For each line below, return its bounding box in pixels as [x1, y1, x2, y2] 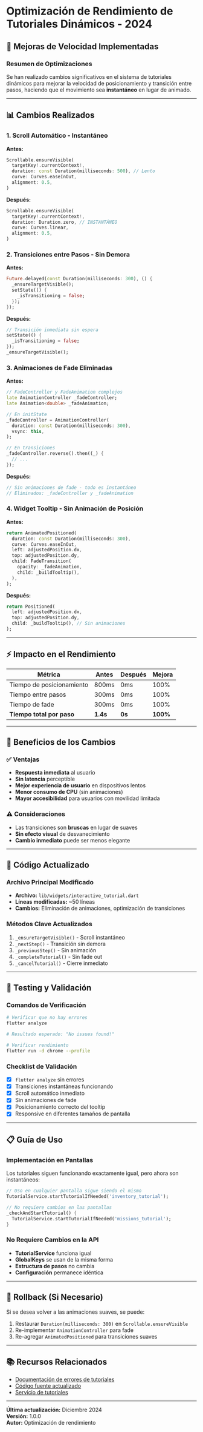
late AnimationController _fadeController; [6, 395, 118, 401]
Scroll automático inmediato [14, 1090, 85, 1097]
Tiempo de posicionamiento [9, 681, 89, 689]
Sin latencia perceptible [14, 775, 76, 783]
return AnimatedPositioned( [6, 529, 77, 536]
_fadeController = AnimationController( [6, 417, 110, 423]
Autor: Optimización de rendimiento [6, 1419, 96, 1427]
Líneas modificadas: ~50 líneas [14, 898, 95, 906]
